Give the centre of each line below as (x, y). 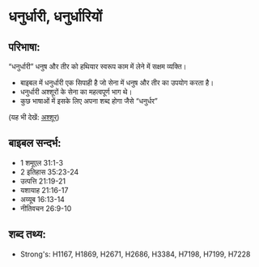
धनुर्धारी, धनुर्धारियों (55, 17)
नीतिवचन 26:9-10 (46, 208)
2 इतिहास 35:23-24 (49, 172)
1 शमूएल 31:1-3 (41, 162)
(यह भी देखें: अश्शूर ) (34, 117)
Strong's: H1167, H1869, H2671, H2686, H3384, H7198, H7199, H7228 (135, 254)
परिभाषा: (24, 47)
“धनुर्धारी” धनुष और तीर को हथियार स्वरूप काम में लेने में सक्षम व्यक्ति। (98, 67)
